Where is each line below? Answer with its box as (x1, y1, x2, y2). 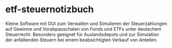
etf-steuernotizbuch (5, 4, 94, 15)
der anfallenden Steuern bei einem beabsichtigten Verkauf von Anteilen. (5, 37, 158, 43)
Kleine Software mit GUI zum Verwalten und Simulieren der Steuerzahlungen (5, 20, 167, 27)
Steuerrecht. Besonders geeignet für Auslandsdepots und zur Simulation (5, 31, 159, 37)
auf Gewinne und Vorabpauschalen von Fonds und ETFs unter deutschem (5, 26, 162, 32)
